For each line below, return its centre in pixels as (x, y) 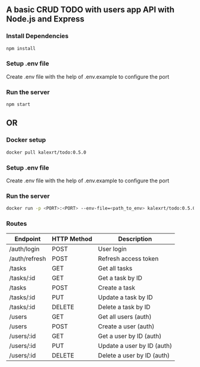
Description (135, 239)
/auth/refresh (28, 259)
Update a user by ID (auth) (135, 346)
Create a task (117, 288)
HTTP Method (72, 239)
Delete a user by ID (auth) (134, 356)
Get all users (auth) (125, 317)
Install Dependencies (37, 36)
